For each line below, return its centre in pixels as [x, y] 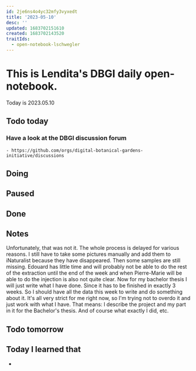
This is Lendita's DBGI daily [74, 74]
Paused [20, 193]
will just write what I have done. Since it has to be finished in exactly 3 [91, 286]
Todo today [27, 121]
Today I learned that [44, 349]
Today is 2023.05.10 [30, 102]
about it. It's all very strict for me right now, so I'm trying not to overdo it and [98, 298]
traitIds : [18, 39]
